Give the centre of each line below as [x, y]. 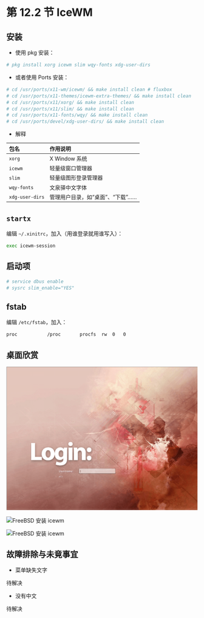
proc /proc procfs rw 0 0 [66, 335]
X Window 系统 [68, 158]
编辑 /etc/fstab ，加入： [37, 322]
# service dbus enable [35, 281]
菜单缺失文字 [31, 570]
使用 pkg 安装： [35, 53]
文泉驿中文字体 [68, 187]
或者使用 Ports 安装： [42, 77]
